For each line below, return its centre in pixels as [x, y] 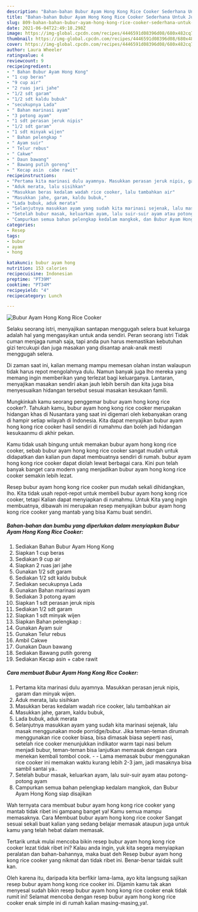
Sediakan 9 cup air [38, 559]
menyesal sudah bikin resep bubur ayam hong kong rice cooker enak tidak [97, 891]
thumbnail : [20, 39]
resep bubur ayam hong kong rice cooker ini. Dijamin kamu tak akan [89, 884]
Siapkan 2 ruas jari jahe [43, 565]
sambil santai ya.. [36, 769]
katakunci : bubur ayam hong [41, 263]
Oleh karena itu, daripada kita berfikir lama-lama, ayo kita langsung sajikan [97, 878]
